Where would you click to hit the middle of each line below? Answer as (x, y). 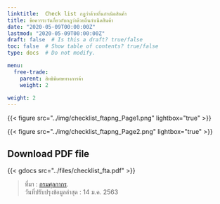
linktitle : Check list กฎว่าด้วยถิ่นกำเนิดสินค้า (67, 14)
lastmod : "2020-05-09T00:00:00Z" (56, 33)
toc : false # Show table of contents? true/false (83, 46)
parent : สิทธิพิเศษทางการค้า (52, 79)
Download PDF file (48, 154)
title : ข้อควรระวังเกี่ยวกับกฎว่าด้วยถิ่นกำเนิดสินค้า (60, 20)
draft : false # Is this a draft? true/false (75, 40)
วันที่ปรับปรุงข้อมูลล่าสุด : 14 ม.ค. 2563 (71, 192)
